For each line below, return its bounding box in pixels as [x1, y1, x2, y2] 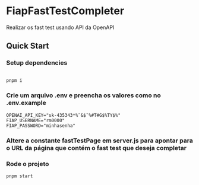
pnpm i [6, 77, 23, 84]
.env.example [6, 99, 46, 107]
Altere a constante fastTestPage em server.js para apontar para [6, 136, 193, 145]
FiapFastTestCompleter [6, 4, 125, 18]
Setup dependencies [6, 59, 68, 67]
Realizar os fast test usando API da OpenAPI [6, 24, 115, 31]
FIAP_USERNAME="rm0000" [6, 117, 65, 123]
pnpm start [6, 173, 33, 179]
